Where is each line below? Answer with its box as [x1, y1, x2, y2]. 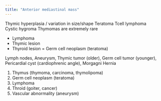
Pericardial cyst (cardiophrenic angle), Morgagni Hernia [5, 60, 116, 66]
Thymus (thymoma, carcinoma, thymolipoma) [12, 69, 104, 76]
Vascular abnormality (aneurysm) [12, 90, 79, 96]
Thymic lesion [12, 40, 40, 46]
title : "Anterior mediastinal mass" [5, 7, 79, 12]
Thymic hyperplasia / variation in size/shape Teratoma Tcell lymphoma [5, 20, 147, 26]
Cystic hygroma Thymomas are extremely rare [5, 25, 98, 32]
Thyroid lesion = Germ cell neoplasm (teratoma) [12, 45, 108, 51]
